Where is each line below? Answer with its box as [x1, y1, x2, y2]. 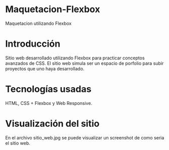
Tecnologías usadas [5, 84, 92, 95]
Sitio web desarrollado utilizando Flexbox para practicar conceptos [5, 55, 145, 61]
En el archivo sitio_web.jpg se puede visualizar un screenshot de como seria [5, 134, 164, 140]
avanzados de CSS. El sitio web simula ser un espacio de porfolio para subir [5, 60, 164, 66]
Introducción [5, 38, 61, 50]
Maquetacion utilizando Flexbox [5, 20, 72, 26]
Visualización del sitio [5, 118, 100, 129]
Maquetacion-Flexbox [5, 4, 100, 15]
